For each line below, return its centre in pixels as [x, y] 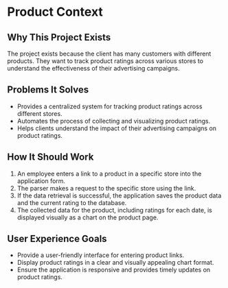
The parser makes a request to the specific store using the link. [106, 188]
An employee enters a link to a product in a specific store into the [109, 173]
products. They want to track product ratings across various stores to [105, 61]
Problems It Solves [48, 90]
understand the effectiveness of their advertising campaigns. [93, 68]
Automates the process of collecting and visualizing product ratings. [114, 121]
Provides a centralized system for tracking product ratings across [110, 106]
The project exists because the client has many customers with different [109, 53]
